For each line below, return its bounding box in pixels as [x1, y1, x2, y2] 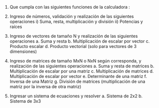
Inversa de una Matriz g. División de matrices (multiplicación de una [9, 78, 145, 84]
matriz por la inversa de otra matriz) [9, 84, 81, 89]
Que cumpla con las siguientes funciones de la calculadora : [9, 4, 130, 10]
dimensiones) [9, 48, 37, 54]
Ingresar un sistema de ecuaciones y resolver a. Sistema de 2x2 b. [9, 93, 143, 99]
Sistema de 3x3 [9, 98, 41, 104]
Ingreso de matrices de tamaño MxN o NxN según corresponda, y [9, 58, 142, 63]
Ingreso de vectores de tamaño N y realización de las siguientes [9, 33, 138, 39]
